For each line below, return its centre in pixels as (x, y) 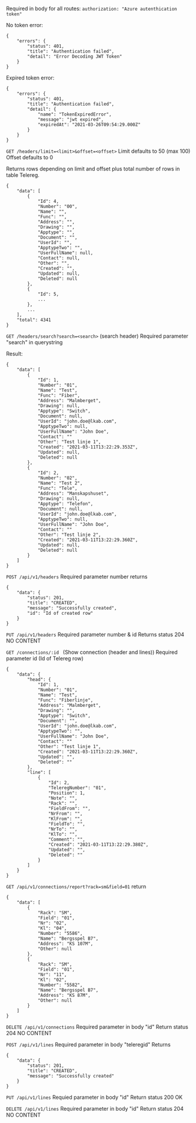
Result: (14, 354)
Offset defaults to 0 (30, 157)
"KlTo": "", (63, 834)
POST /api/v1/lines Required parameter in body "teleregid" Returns (88, 1045)
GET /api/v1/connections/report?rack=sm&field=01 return (76, 886)
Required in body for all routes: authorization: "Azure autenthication (92, 9)
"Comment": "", (67, 839)
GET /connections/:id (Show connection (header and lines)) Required (92, 652)
